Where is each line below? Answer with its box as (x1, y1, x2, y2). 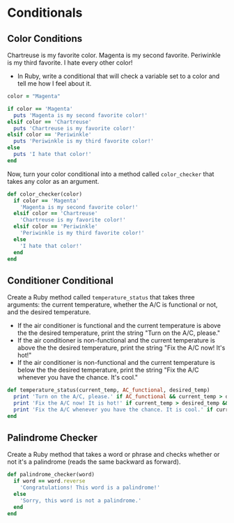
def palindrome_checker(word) (7, 471, 95, 478)
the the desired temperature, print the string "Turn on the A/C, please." (17, 329, 221, 337)
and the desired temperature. (7, 308, 91, 316)
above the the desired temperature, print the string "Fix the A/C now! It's (17, 343, 226, 352)
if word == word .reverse (13, 478, 86, 485)
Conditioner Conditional (7, 274, 114, 286)
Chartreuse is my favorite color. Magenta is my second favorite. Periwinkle (7, 51, 221, 59)
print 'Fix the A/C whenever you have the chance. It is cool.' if (13, 406, 214, 413)
